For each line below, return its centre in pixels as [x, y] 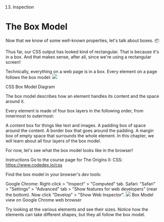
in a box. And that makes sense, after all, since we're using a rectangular [79, 57]
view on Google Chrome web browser [44, 200]
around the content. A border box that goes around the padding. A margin [80, 130]
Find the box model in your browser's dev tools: [53, 174]
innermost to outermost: [30, 116]
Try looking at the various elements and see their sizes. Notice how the [77, 209]
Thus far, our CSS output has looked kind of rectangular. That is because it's [82, 52]
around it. [15, 101]
